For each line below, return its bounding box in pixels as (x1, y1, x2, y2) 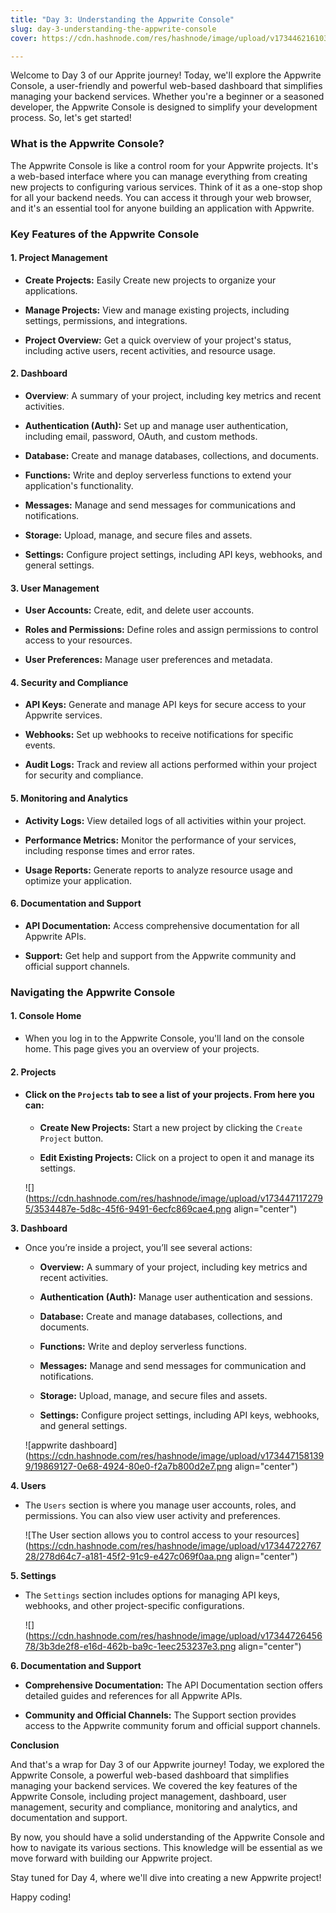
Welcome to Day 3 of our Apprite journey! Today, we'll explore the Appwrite (10, 69, 322, 81)
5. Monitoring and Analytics (10, 792, 128, 804)
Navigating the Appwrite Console (10, 985, 176, 999)
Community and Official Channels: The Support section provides (24, 1709, 297, 1721)
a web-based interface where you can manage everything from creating (10, 170, 308, 182)
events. (24, 739, 56, 751)
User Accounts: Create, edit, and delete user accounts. (24, 604, 255, 616)
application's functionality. (24, 480, 134, 491)
